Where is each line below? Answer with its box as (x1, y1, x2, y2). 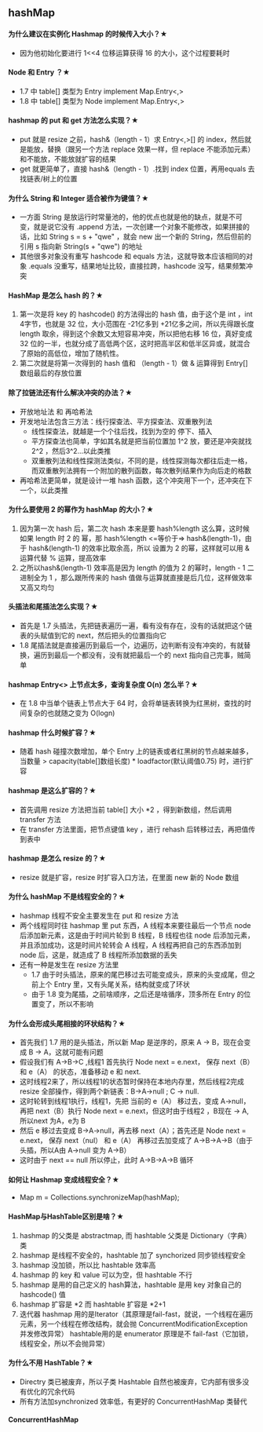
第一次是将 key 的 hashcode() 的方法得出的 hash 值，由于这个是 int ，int (19, 309, 253, 319)
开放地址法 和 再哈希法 (19, 407, 93, 416)
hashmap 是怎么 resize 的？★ (8, 853, 107, 863)
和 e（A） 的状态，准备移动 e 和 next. (19, 1067, 141, 1076)
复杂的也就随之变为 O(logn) (26, 708, 115, 718)
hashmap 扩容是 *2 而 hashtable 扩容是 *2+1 (19, 1299, 166, 1309)
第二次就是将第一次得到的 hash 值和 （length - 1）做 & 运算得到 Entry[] (19, 359, 249, 368)
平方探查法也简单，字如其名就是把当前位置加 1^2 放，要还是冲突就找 (31, 436, 253, 446)
